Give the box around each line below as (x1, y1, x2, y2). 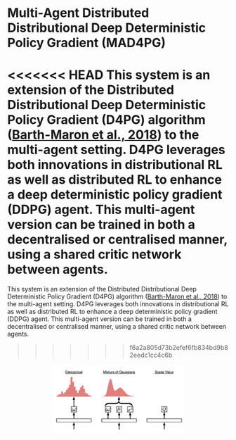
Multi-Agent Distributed (7, 5, 150, 21)
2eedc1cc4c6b (129, 351, 173, 360)
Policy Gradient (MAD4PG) (7, 35, 166, 51)
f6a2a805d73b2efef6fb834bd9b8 (129, 344, 228, 352)
